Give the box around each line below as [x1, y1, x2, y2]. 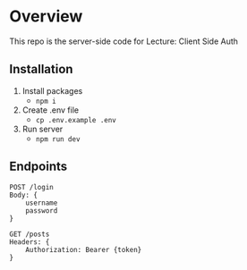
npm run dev [35, 134, 81, 144]
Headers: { [9, 237, 50, 247]
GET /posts [9, 230, 50, 239]
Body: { [9, 190, 38, 199]
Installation [9, 62, 73, 77]
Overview [9, 6, 83, 27]
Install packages [21, 85, 83, 96]
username [25, 198, 58, 207]
